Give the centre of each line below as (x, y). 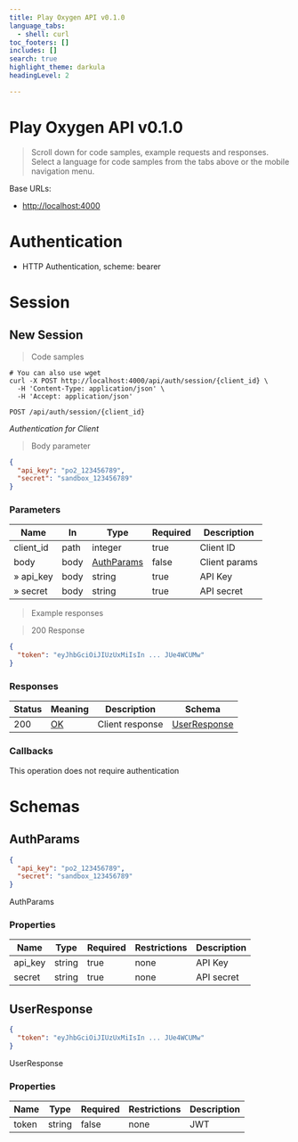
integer (107, 547)
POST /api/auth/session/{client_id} (77, 412)
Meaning (69, 710)
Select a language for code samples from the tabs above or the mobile (160, 161)
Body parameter (60, 446)
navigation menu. (63, 171)
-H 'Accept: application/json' (75, 396)
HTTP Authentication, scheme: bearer (92, 266)
